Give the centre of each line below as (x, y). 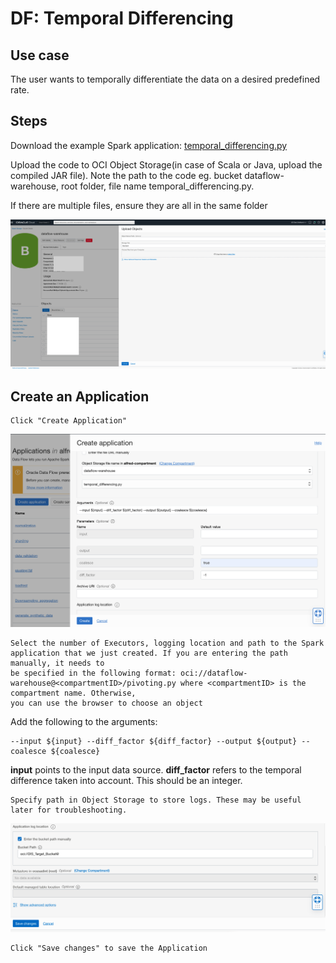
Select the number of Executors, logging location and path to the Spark (167, 643)
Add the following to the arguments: (84, 721)
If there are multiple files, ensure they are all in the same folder (139, 205)
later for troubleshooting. (69, 810)
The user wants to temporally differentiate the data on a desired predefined (165, 79)
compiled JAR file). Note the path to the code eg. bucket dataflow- (147, 175)
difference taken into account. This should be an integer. (126, 780)
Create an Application (80, 396)
